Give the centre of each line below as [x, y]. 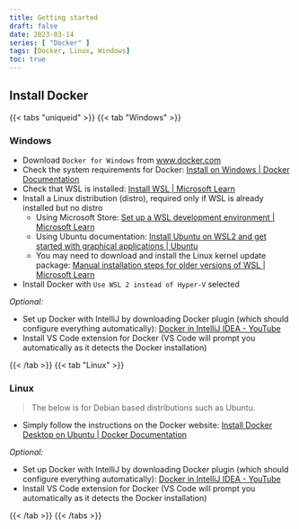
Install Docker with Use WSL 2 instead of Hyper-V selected [131, 285]
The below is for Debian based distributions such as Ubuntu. [143, 408]
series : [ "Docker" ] [50, 43]
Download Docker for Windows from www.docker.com [122, 160]
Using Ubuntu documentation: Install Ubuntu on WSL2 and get [151, 237]
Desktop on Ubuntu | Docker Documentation [104, 435]
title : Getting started [54, 18]
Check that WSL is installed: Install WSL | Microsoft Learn [128, 189]
